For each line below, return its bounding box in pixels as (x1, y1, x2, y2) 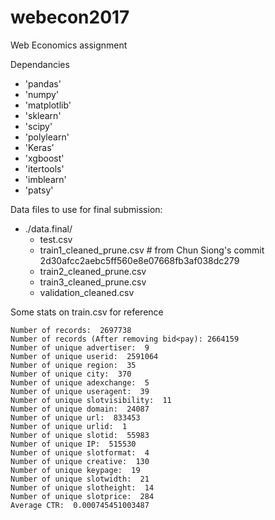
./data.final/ (24, 222, 73, 235)
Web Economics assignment (10, 39, 128, 51)
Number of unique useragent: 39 (10, 386, 150, 396)
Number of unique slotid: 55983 (10, 430, 150, 440)
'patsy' (24, 184, 54, 196)
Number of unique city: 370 (10, 369, 132, 379)
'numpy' (24, 88, 60, 100)
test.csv (39, 233, 73, 245)
